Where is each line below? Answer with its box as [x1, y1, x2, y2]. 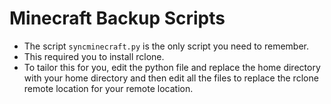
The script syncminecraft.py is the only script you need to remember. [23, 40, 310, 52]
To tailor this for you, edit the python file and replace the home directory [23, 61, 321, 73]
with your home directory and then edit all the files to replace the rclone [23, 72, 319, 84]
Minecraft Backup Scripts [9, 7, 226, 30]
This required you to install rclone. [23, 50, 165, 62]
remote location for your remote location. [23, 82, 194, 94]
